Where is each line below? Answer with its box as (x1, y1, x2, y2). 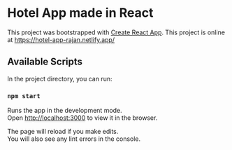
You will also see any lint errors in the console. (7, 135, 141, 143)
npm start (7, 92, 41, 100)
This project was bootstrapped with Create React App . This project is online (7, 28, 226, 36)
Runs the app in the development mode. (7, 107, 122, 115)
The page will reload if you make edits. (7, 128, 119, 136)
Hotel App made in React (7, 5, 154, 21)
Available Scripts (7, 56, 82, 68)
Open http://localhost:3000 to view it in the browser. (7, 114, 158, 122)
